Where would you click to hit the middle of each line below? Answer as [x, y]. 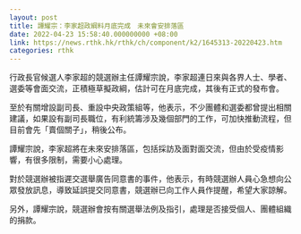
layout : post [34, 17]
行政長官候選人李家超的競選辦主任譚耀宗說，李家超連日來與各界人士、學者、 [150, 78]
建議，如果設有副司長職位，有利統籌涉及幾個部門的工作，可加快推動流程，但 [150, 119]
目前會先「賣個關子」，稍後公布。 [70, 130]
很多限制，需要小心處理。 [80, 160]
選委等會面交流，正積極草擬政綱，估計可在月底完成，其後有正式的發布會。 [146, 88]
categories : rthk [42, 51]
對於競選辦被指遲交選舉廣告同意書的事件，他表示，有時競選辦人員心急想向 [146, 179]
